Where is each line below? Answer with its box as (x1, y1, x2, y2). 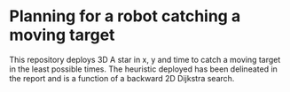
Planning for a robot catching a (9, 6, 241, 27)
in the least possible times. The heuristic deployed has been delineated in (9, 64, 278, 74)
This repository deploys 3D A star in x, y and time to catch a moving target (9, 54, 281, 65)
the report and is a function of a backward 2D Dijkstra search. (9, 73, 235, 83)
